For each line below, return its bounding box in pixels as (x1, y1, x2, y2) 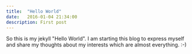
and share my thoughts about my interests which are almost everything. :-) (6, 41, 187, 48)
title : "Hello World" (6, 8, 62, 15)
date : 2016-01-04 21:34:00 (6, 14, 78, 20)
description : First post (6, 19, 67, 25)
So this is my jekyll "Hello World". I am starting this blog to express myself (6, 35, 185, 42)
